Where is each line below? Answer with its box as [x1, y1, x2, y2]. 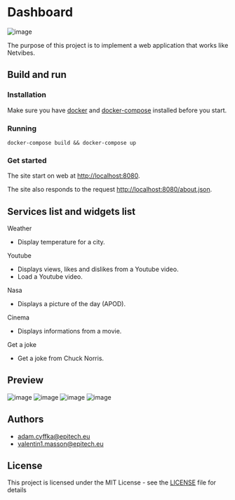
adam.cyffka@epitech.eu [17, 432, 90, 440]
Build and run [7, 69, 67, 81]
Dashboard [7, 4, 74, 20]
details [7, 486, 27, 494]
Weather [7, 224, 32, 232]
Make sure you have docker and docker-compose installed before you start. [7, 106, 227, 114]
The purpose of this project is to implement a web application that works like [7, 41, 229, 49]
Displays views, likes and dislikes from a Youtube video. [17, 265, 179, 274]
